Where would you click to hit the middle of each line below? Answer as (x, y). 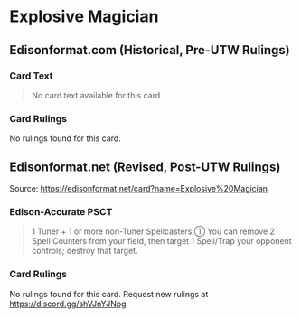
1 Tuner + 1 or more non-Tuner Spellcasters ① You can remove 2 (153, 231)
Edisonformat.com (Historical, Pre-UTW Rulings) (150, 50)
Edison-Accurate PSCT (61, 211)
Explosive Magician (84, 17)
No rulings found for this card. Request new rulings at (109, 294)
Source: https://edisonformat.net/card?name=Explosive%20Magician (139, 188)
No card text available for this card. (97, 95)
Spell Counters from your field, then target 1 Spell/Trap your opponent (161, 241)
